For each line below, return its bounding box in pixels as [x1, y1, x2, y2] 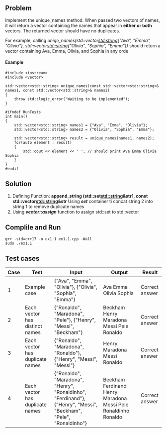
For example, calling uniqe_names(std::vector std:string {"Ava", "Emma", [5, 37, 151, 43]
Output [111, 269, 128, 276]
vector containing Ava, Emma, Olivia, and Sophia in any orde [5, 48, 129, 54]
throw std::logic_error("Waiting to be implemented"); [14, 97, 130, 102]
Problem [5, 4, 32, 12]
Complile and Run [5, 223, 61, 232]
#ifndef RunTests [5, 109, 41, 115]
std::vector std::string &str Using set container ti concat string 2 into [12, 198, 153, 204]
